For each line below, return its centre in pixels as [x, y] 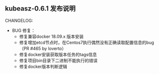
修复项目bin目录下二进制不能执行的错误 [58, 60]
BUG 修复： [23, 30]
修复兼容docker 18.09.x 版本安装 [51, 36]
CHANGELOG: [19, 20]
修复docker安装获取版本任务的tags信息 [58, 54]
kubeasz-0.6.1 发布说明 [40, 9]
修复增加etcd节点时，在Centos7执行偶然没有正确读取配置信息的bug [87, 42]
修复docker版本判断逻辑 [43, 66]
